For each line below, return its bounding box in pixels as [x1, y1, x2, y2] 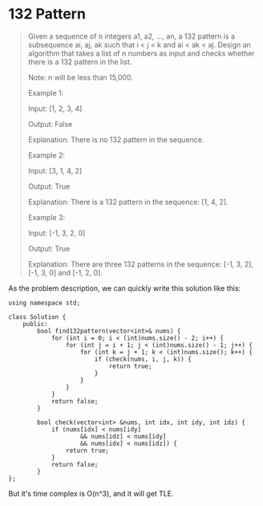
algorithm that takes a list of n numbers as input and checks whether [27, 48, 255, 58]
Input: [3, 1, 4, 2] [27, 165, 83, 175]
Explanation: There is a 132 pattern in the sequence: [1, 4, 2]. [27, 197, 229, 206]
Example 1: [27, 88, 64, 97]
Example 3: [27, 212, 66, 222]
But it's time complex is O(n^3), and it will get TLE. [8, 488, 174, 498]
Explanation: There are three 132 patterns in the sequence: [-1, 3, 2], [27, 259, 254, 269]
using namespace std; [8, 299, 81, 307]
